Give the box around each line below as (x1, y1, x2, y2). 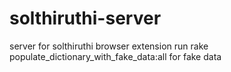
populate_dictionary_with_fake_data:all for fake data (9, 50, 222, 62)
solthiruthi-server (9, 7, 162, 30)
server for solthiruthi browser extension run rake (9, 40, 209, 52)
